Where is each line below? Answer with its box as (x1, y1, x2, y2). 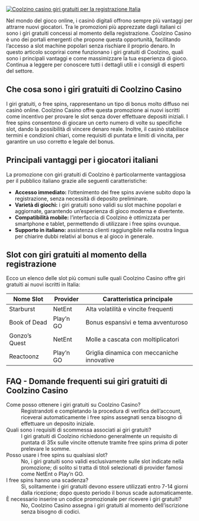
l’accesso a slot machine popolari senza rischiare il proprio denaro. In (6, 42, 175, 49)
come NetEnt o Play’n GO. (21, 471, 84, 478)
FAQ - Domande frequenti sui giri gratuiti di (6, 376, 168, 386)
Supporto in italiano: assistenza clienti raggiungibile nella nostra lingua (14, 226, 189, 233)
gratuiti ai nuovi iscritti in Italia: (6, 281, 81, 288)
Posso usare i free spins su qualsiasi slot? (6, 452, 108, 459)
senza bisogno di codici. (21, 508, 81, 515)
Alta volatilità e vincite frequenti (85, 305, 174, 313)
